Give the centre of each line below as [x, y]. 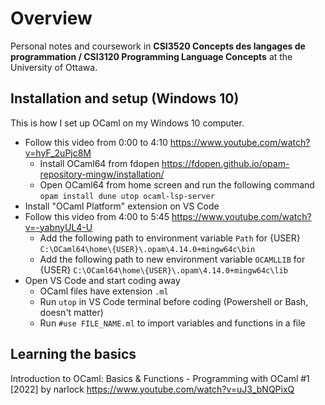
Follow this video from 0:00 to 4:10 [96, 142]
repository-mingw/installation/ [102, 174]
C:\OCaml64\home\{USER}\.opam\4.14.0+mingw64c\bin [147, 249]
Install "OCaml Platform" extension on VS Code [122, 206]
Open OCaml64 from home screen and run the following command [177, 184]
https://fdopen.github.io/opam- [225, 163]
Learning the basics [73, 354]
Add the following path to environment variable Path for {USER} [170, 238]
